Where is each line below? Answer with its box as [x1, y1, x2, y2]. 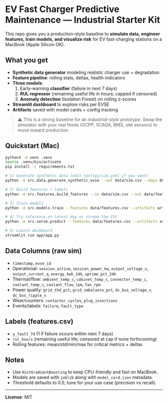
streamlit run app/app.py [5, 233, 59, 238]
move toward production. [17, 127, 69, 133]
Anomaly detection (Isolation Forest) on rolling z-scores [19, 96, 136, 102]
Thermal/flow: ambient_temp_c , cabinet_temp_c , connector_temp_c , [12, 276, 147, 282]
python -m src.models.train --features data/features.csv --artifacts [5, 205, 155, 210]
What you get [5, 56, 48, 65]
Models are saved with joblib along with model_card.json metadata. [12, 374, 153, 380]
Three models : [12, 80, 43, 86]
